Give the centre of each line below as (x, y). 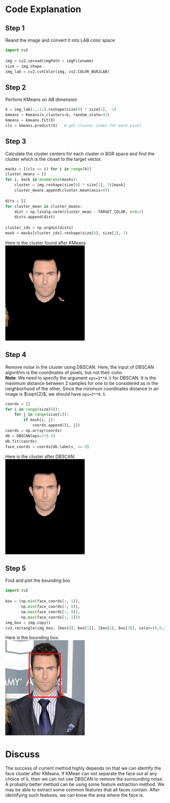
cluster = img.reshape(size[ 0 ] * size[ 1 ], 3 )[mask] (70, 185)
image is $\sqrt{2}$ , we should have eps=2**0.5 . (56, 394)
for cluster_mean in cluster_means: (44, 206)
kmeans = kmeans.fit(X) (30, 120)
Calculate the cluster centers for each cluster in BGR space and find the (80, 154)
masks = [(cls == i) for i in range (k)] (49, 169)
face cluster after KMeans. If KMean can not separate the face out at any (81, 774)
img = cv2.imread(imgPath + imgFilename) (50, 61)
